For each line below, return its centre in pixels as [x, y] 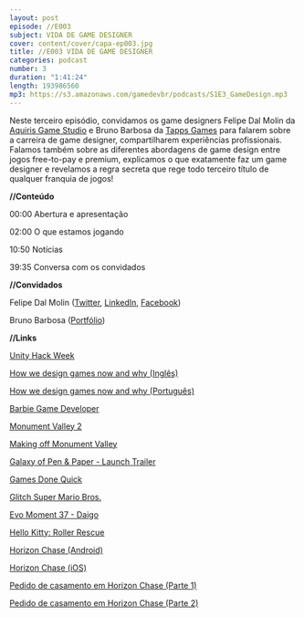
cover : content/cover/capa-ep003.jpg [81, 43]
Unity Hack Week [42, 355]
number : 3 [28, 69]
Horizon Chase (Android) [56, 549]
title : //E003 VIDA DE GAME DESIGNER [81, 52]
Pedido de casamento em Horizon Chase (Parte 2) [104, 602]
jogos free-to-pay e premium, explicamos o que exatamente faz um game [148, 159]
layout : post [34, 18]
